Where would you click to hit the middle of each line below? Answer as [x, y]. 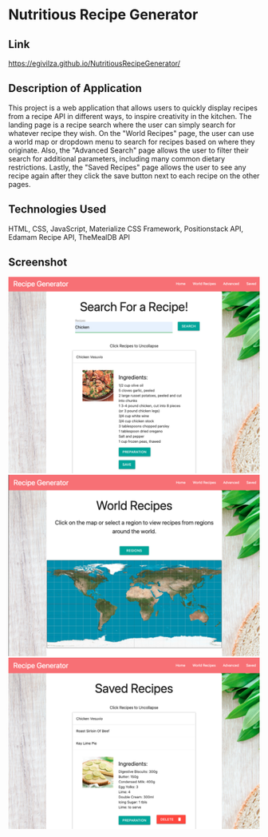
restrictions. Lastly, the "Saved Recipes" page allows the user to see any [127, 167]
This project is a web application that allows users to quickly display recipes [133, 108]
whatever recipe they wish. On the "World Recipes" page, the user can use [131, 133]
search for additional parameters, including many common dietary [117, 158]
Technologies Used [57, 209]
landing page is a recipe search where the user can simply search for [122, 125]
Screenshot [38, 263]
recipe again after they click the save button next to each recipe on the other [134, 175]
